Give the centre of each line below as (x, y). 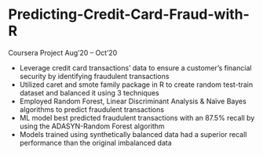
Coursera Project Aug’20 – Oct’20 (63, 52)
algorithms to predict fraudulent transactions (92, 109)
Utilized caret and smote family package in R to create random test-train (136, 85)
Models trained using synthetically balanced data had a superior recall (133, 134)
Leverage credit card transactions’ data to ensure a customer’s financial (135, 67)
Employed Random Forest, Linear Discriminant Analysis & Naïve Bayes (133, 101)
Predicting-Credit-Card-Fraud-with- (129, 14)
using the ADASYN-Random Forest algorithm (92, 126)
